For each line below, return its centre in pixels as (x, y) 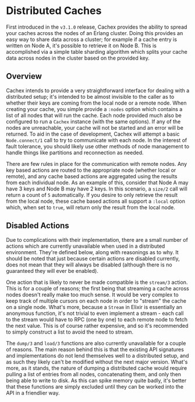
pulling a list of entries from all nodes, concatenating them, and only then (94, 374)
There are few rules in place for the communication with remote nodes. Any (97, 164)
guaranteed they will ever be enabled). (52, 271)
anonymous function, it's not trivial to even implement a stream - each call (95, 313)
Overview (24, 76)
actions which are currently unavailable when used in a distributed (86, 246)
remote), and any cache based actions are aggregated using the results (92, 176)
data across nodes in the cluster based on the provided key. (78, 58)
